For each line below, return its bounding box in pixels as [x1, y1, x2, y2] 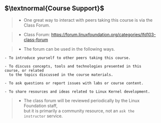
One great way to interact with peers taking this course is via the [23, 17, 153, 23]
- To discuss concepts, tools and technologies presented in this [4, 64, 142, 68]
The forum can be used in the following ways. [23, 46, 115, 52]
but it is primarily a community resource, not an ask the [23, 108, 135, 113]
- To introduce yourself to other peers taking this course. [4, 55, 131, 60]
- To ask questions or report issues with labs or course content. [4, 81, 144, 85]
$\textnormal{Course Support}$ [4, 4, 105, 13]
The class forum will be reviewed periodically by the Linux [23, 97, 140, 103]
